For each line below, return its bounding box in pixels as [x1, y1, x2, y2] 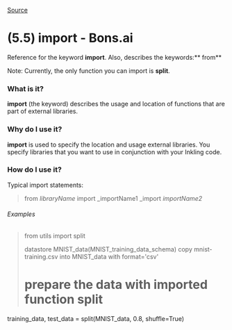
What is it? [7, 83, 44, 93]
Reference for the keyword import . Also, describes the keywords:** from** [7, 53, 222, 61]
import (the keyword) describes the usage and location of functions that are [7, 100, 226, 108]
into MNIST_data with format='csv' [59, 253, 159, 261]
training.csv [24, 253, 58, 261]
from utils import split [24, 232, 85, 240]
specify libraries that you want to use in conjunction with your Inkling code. [7, 147, 222, 156]
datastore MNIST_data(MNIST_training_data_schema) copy [24, 245, 193, 254]
